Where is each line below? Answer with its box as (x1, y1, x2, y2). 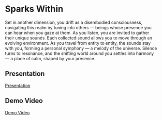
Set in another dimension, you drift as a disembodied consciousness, (5, 19, 143, 25)
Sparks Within (5, 3, 64, 15)
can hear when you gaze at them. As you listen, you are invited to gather (5, 30, 149, 35)
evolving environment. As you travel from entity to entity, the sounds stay (5, 40, 151, 46)
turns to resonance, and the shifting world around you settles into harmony (5, 50, 154, 56)
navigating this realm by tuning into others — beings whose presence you (5, 24, 152, 30)
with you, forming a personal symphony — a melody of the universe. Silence (5, 45, 157, 51)
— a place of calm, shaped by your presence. (5, 55, 96, 61)
